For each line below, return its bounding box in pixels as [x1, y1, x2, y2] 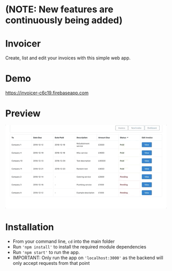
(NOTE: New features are [5, 4, 114, 15]
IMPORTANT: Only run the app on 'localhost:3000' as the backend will [12, 255, 164, 261]
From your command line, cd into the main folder [12, 238, 115, 244]
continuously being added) [5, 14, 123, 26]
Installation [5, 221, 54, 233]
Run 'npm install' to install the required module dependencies [12, 243, 147, 249]
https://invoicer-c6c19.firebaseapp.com [5, 90, 89, 96]
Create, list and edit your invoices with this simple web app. [5, 55, 131, 61]
